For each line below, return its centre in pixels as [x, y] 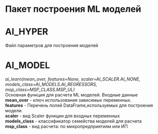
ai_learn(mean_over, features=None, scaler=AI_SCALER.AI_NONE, [73, 79]
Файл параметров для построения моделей [52, 45]
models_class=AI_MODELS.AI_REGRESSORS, [51, 85]
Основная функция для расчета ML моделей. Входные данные [71, 95]
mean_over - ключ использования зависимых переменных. [68, 100]
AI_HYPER [27, 32]
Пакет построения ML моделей [73, 9]
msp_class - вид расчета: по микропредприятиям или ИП [66, 127]
